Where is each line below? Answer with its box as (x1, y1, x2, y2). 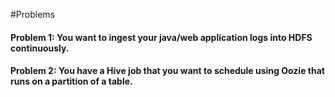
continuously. (10, 42, 70, 54)
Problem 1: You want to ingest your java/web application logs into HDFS (10, 31, 313, 43)
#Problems (10, 9, 56, 20)
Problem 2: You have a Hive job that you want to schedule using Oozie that (10, 65, 325, 77)
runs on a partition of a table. (10, 75, 133, 88)
